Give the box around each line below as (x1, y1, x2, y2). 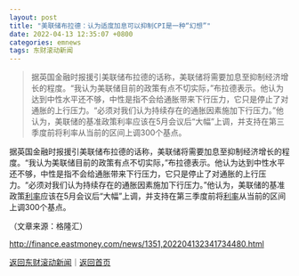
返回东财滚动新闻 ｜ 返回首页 (9, 257, 111, 268)
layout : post (9, 12, 58, 22)
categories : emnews (9, 37, 82, 47)
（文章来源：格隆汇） (9, 221, 87, 231)
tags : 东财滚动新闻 (9, 46, 74, 55)
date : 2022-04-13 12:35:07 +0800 (9, 29, 133, 38)
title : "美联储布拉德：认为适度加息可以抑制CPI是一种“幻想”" (9, 21, 211, 30)
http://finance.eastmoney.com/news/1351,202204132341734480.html (9, 239, 264, 249)
